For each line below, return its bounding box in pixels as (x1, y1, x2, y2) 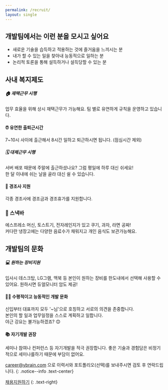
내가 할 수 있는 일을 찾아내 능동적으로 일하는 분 (12, 53, 104, 59)
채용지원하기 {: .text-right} (5, 379, 58, 385)
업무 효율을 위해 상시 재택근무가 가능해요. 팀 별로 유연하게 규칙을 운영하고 (5, 106, 149, 112)
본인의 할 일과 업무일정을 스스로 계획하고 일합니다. (5, 312, 104, 318)
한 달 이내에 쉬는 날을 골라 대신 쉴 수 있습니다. (5, 170, 95, 177)
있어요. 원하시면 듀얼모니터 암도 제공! (5, 281, 78, 287)
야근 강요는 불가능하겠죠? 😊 (5, 318, 61, 324)
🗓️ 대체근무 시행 (5, 149, 36, 155)
